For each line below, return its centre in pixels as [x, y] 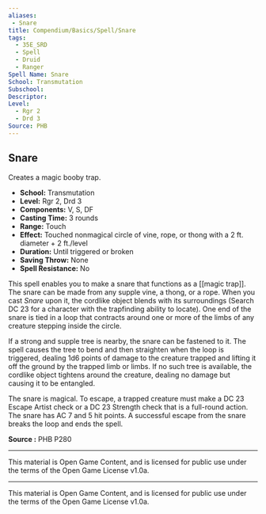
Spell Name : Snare [38, 74]
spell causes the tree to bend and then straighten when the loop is [116, 349]
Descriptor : [28, 97]
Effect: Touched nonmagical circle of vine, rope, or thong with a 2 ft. [131, 234]
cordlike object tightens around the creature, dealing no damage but [120, 375]
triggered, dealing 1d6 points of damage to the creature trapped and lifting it [132, 358]
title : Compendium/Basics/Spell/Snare [72, 30]
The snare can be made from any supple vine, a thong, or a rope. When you [132, 292]
